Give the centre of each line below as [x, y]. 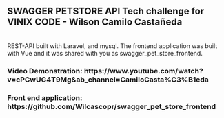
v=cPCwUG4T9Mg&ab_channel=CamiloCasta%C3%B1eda [108, 80]
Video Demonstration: [45, 71]
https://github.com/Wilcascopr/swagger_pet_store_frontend [112, 106]
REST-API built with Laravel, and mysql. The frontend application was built [112, 46]
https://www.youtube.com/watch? [143, 71]
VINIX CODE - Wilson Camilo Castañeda [95, 22]
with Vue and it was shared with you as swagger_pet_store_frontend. [105, 53]
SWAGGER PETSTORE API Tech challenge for [106, 11]
